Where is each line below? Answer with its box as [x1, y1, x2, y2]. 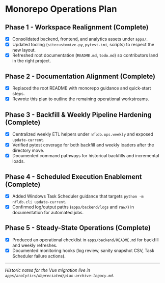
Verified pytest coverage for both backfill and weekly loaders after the [12, 142, 154, 148]
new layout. [12, 47, 36, 53]
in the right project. [12, 58, 51, 64]
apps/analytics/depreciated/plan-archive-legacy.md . [5, 273, 114, 278]
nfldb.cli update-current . [12, 199, 67, 204]
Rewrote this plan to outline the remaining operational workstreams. [12, 96, 149, 102]
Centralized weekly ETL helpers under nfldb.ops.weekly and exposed [12, 131, 154, 137]
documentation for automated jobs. [12, 210, 84, 216]
